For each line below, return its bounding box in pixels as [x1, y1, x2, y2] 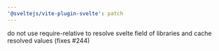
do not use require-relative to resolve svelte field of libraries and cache [7, 29, 212, 37]
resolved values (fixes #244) [7, 36, 90, 45]
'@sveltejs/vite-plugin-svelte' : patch [7, 10, 124, 17]
